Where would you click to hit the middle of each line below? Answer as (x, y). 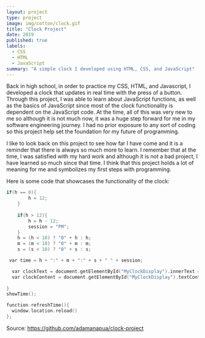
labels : (16, 46)
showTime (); (21, 294)
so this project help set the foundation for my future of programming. (93, 131)
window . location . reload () (45, 311)
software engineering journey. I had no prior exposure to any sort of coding (101, 125)
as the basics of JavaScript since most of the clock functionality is (90, 106)
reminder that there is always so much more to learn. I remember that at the (101, 150)
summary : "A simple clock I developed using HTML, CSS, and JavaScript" (101, 69)
